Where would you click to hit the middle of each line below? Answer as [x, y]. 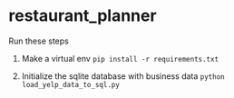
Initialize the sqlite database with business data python [123, 76]
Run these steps [39, 41]
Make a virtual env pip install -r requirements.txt [120, 58]
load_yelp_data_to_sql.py [70, 84]
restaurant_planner [83, 16]
